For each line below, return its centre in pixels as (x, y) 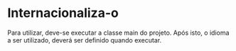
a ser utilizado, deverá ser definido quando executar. (85, 40)
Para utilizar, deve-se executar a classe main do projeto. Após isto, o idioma (118, 33)
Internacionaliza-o (63, 13)
